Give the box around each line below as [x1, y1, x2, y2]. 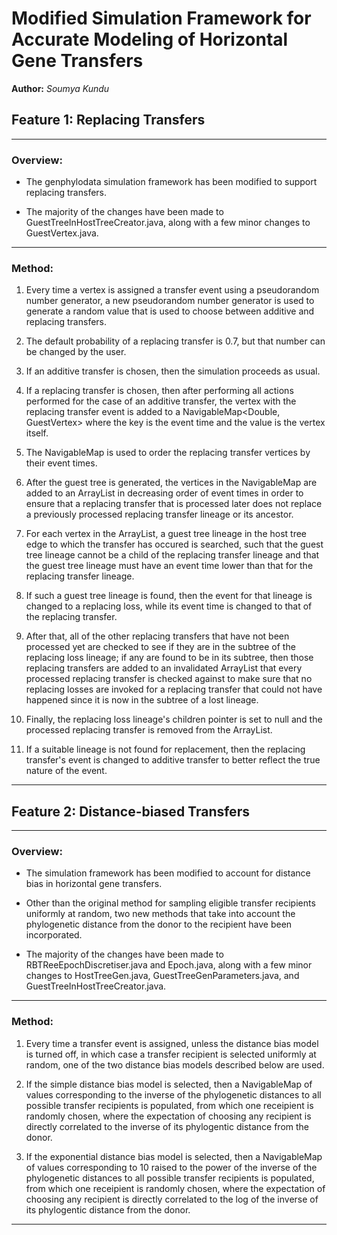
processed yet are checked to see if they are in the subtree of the [25, 641, 296, 653]
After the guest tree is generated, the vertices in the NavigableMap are [25, 477, 318, 489]
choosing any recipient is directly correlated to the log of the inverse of [25, 1193, 319, 1205]
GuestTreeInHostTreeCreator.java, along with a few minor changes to [25, 217, 311, 229]
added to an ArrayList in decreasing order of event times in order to [25, 487, 304, 499]
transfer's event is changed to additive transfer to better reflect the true [25, 754, 321, 766]
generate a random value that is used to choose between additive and [25, 305, 315, 317]
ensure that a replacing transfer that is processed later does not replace [25, 498, 323, 510]
